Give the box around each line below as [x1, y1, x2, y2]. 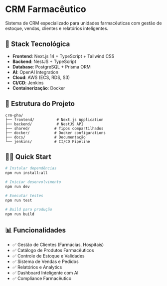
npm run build [5, 211, 35, 216]
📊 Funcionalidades [5, 226, 66, 234]
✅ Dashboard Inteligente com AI [12, 270, 79, 276]
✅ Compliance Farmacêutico [12, 275, 72, 281]
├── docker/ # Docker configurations [5, 130, 106, 135]
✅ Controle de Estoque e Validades [12, 253, 85, 259]
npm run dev [5, 184, 30, 189]
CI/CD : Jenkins [12, 79, 44, 85]
